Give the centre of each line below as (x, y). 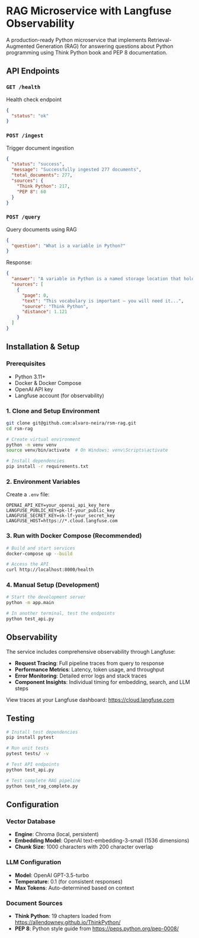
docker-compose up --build (39, 554)
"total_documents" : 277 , (42, 175)
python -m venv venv (32, 445)
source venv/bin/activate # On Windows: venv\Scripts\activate (87, 450)
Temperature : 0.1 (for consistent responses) (69, 881)
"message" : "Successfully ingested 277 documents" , (77, 170)
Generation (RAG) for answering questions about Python (105, 46)
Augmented (20, 46)
